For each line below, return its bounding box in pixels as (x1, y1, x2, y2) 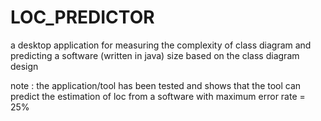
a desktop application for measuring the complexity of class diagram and (10, 39, 312, 51)
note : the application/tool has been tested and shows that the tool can (10, 79, 302, 91)
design (10, 60, 39, 72)
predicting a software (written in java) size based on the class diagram (10, 49, 300, 61)
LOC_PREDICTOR (10, 6, 155, 29)
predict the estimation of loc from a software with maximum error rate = (10, 90, 306, 102)
